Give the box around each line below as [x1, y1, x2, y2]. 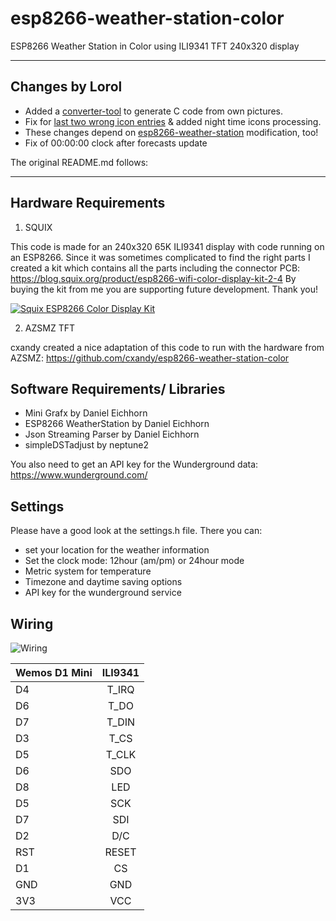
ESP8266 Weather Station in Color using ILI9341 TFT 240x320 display [10, 40, 300, 52]
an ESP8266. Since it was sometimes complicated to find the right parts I [10, 251, 311, 263]
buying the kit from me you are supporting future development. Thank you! [10, 283, 318, 295]
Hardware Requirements [10, 195, 166, 212]
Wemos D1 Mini [15, 666, 93, 679]
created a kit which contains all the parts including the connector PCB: [10, 262, 301, 274]
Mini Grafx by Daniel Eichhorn [24, 407, 148, 419]
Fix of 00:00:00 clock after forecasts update [24, 137, 208, 149]
